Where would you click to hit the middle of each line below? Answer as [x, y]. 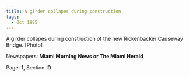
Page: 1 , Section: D [29, 68]
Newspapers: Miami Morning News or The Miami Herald [75, 57]
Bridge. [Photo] [24, 45]
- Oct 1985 [24, 22]
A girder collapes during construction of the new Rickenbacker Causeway [95, 39]
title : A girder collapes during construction [64, 11]
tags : [13, 17]
